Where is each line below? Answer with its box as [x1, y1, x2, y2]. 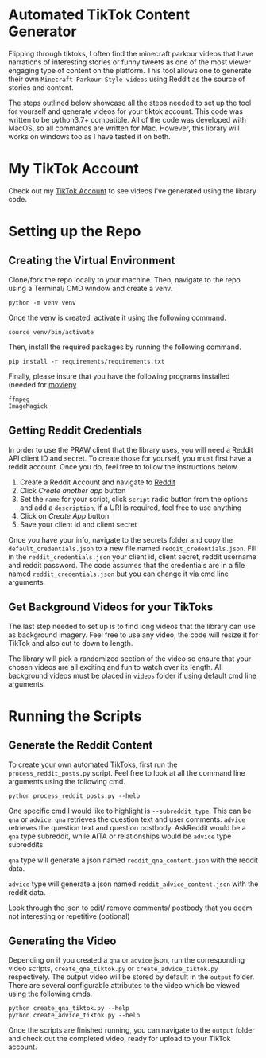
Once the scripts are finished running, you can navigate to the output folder [8, 1025, 256, 1035]
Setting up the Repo [8, 223, 141, 240]
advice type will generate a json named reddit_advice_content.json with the [8, 879, 259, 889]
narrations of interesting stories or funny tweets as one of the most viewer [8, 57, 252, 67]
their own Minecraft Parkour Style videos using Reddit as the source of [8, 74, 245, 84]
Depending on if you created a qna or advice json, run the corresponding [8, 955, 245, 965]
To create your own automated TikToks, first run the [8, 760, 178, 769]
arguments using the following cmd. [8, 776, 125, 786]
